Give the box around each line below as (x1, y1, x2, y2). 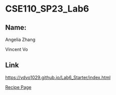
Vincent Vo (5, 46, 28, 52)
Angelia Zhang (5, 36, 36, 42)
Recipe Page (5, 84, 32, 90)
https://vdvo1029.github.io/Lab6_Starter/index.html (5, 74, 111, 80)
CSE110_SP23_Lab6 (5, 3, 89, 15)
